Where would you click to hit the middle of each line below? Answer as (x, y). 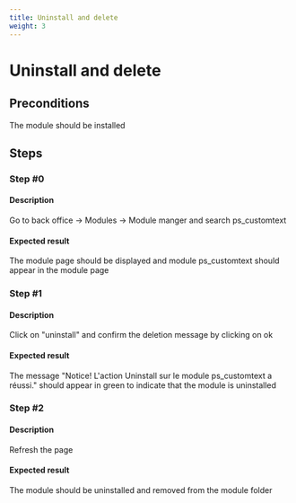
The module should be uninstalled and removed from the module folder (141, 490)
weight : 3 (28, 26)
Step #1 (26, 294)
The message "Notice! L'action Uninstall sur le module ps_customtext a (141, 375)
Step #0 (27, 179)
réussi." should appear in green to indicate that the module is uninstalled (143, 385)
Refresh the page (41, 449)
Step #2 (27, 408)
